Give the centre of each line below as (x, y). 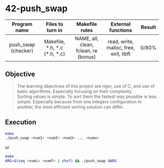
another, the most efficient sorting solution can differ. (71, 107)
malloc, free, (121, 48)
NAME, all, (87, 38)
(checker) (22, 50)
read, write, (121, 41)
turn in (54, 30)
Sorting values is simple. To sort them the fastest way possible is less (87, 96)
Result (148, 27)
